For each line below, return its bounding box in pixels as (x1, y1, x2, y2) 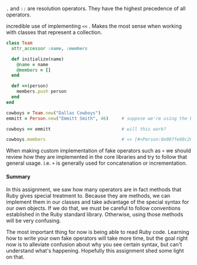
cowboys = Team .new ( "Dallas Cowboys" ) (6, 110, 101, 116)
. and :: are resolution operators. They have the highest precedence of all (6, 5, 186, 12)
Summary (6, 173, 30, 180)
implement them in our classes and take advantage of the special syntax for (6, 199, 189, 206)
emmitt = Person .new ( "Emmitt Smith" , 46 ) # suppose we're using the (6, 115, 188, 121)
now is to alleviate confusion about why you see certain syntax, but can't (6, 241, 182, 248)
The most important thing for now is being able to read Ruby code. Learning (6, 229, 189, 236)
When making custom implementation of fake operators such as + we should (6, 147, 191, 154)
